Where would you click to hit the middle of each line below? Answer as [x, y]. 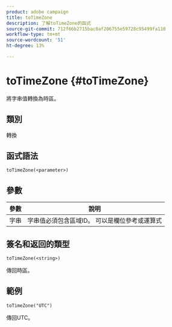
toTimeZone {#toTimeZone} [78, 81]
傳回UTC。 [20, 317]
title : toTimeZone [29, 18]
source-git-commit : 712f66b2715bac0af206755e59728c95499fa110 [86, 29]
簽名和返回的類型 [38, 244]
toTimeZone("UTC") [29, 306]
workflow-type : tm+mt [33, 35]
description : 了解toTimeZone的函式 [49, 23]
